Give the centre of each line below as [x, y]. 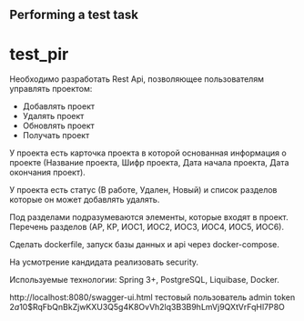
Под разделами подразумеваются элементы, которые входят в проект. [149, 217]
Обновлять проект [59, 125]
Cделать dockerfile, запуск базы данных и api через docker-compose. [145, 245]
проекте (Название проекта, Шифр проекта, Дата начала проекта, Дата [149, 163]
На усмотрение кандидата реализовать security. [104, 262]
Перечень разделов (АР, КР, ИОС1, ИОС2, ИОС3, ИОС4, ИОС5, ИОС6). [147, 227]
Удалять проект [53, 116]
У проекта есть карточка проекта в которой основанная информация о [148, 153]
